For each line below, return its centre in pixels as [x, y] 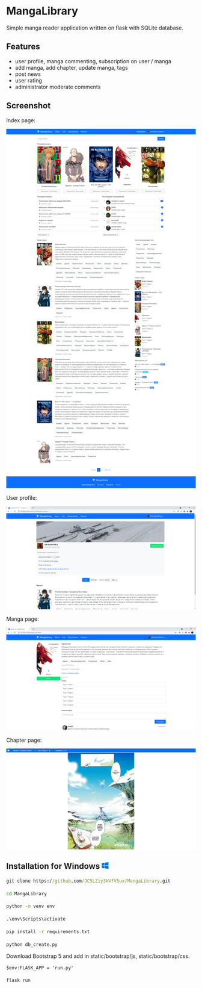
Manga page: [23, 619]
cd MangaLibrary [26, 893]
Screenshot [29, 106]
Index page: [21, 120]
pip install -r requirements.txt [48, 931]
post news [28, 74]
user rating [28, 80]
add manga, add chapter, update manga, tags [71, 67]
